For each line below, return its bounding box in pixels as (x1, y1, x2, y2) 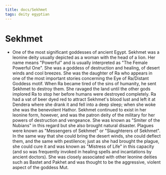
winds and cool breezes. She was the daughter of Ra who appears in (12, 70, 153, 76)
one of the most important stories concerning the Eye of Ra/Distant (12, 75, 149, 81)
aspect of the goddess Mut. (12, 165, 69, 171)
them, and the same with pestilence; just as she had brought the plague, (12, 139, 160, 144)
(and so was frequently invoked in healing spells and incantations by (12, 149, 152, 155)
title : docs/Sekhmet (5, 7, 48, 12)
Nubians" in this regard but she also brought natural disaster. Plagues (12, 123, 154, 129)
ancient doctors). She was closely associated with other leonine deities (12, 154, 157, 160)
